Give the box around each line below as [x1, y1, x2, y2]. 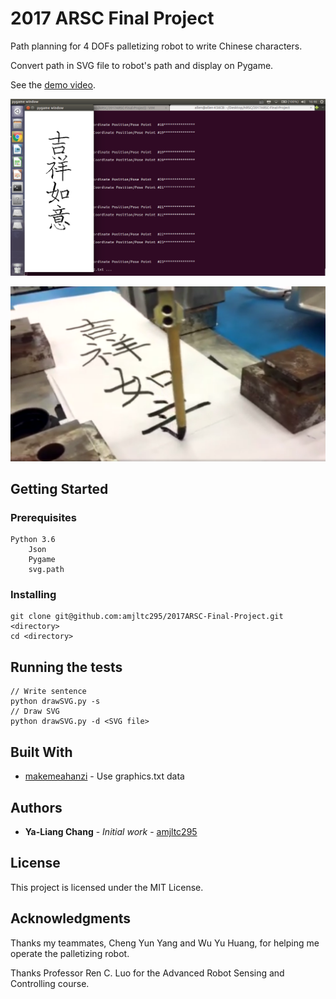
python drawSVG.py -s [10, 697, 101, 707]
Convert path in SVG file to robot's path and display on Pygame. [10, 59, 274, 71]
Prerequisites [10, 510, 77, 524]
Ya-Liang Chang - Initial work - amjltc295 [24, 825, 198, 837]
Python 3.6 [10, 535, 56, 545]
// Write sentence [10, 687, 87, 697]
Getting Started [10, 480, 109, 497]
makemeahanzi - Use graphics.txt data [24, 770, 185, 782]
